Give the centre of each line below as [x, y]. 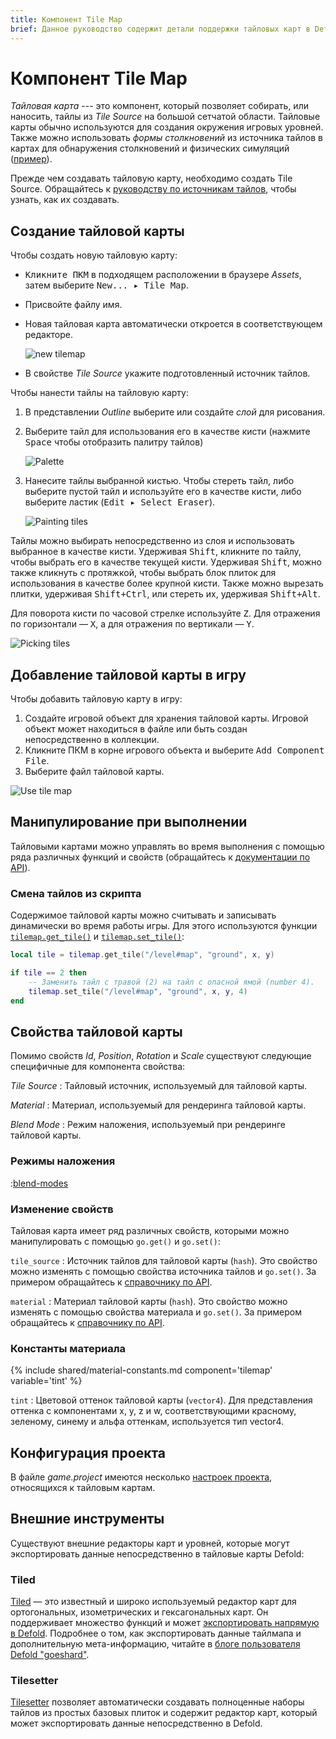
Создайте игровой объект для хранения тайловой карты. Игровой [166, 718]
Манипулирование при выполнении [129, 822]
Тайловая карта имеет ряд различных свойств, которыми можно [150, 1230]
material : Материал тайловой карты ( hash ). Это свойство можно [149, 1301]
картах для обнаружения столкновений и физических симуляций [150, 148]
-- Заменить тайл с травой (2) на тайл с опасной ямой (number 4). [171, 982]
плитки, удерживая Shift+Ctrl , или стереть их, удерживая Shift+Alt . [165, 594]
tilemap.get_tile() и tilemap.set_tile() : [97, 937]
